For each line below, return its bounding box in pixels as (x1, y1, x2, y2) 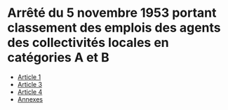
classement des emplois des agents (7, 20, 221, 36)
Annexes (17, 95, 43, 103)
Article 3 (17, 80, 43, 88)
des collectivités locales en (7, 35, 170, 50)
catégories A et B (7, 50, 110, 66)
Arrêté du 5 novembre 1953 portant (7, 5, 217, 21)
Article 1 (17, 72, 41, 81)
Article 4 (17, 88, 43, 96)
